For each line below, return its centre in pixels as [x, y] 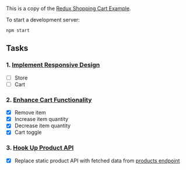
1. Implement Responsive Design [53, 65]
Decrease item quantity [43, 126]
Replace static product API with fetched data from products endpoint [97, 161]
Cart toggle [28, 132]
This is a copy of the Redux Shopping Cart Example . [69, 8]
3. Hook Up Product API [40, 148]
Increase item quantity [41, 119]
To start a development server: [43, 20]
